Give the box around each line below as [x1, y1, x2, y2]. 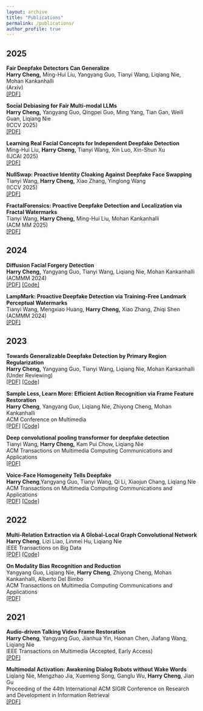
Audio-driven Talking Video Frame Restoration [6, 628, 126, 636]
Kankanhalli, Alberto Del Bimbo [6, 575, 84, 582]
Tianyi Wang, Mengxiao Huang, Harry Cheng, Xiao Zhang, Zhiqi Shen [6, 305, 181, 313]
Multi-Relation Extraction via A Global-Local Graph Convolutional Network [6, 531, 198, 538]
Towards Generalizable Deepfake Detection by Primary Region [6, 352, 167, 359]
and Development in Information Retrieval [6, 692, 110, 699]
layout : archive [6, 9, 47, 15]
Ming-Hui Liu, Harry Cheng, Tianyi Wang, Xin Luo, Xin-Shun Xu [6, 146, 165, 154]
